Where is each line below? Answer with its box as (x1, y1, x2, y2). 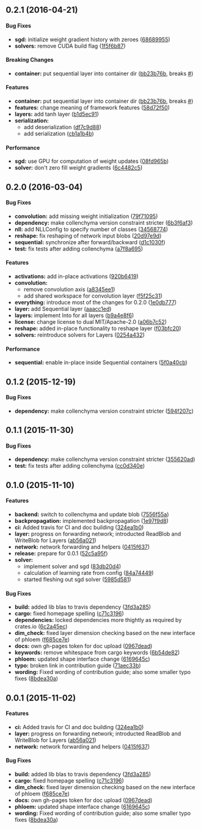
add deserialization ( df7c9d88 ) (23, 124, 102, 130)
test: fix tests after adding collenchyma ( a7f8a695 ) (14, 245, 144, 252)
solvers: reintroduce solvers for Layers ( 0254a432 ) (14, 331, 145, 339)
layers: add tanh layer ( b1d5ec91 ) (14, 110, 99, 118)
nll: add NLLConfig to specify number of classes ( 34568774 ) (14, 225, 169, 233)
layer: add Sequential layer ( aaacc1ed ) (14, 306, 112, 312)
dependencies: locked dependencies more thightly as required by (14, 617, 182, 624)
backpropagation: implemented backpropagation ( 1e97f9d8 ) (14, 517, 169, 524)
